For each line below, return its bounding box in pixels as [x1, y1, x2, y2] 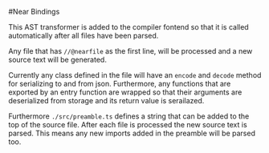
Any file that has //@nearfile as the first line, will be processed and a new [8, 46, 253, 55]
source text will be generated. [8, 55, 107, 64]
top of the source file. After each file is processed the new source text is [8, 120, 247, 129]
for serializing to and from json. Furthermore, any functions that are [8, 79, 231, 88]
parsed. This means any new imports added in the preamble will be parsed [8, 128, 255, 138]
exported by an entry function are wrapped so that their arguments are [8, 87, 243, 97]
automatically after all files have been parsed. [8, 31, 159, 40]
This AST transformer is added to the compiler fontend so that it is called [8, 22, 249, 31]
